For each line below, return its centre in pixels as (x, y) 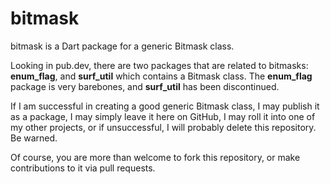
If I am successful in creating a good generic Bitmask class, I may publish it (165, 106)
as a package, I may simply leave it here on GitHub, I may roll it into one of (163, 116)
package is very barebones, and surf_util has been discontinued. (145, 86)
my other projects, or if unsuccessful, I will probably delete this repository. (163, 127)
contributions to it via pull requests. (83, 168)
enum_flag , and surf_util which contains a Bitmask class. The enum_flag (161, 76)
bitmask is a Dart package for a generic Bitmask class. (122, 46)
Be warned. (34, 138)
